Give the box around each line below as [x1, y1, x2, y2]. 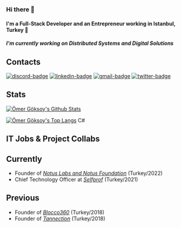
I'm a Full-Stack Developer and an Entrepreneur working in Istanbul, [6, 20, 176, 27]
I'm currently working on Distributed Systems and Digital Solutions [6, 40, 174, 47]
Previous [6, 193, 40, 203]
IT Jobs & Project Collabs [6, 134, 100, 144]
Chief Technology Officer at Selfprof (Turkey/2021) [14, 175, 139, 183]
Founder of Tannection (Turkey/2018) [14, 215, 106, 222]
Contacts [6, 57, 41, 67]
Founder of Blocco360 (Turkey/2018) [14, 209, 105, 216]
